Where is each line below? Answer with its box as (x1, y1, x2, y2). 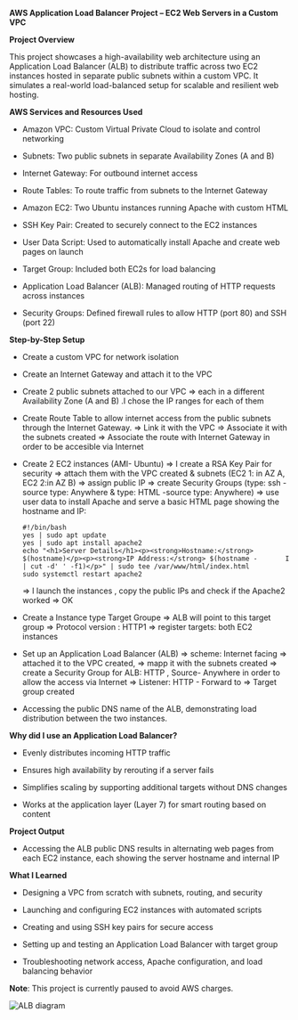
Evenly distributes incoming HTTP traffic (21, 747, 171, 758)
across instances (21, 290, 85, 301)
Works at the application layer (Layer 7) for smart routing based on (21, 799, 267, 810)
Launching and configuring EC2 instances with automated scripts (21, 904, 262, 915)
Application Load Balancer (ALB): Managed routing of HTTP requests (21, 281, 276, 291)
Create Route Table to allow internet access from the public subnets (21, 413, 271, 423)
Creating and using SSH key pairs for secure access (21, 922, 213, 932)
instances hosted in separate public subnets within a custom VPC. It (9, 70, 259, 81)
